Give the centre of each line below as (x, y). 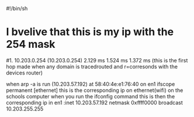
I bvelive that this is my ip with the (90, 32)
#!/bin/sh (17, 8)
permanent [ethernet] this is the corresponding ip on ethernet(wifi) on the (95, 90)
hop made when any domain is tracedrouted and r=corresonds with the (92, 66)
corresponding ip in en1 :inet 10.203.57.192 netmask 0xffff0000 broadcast (94, 102)
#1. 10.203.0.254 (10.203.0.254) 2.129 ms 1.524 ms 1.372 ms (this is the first (97, 60)
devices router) (24, 73)
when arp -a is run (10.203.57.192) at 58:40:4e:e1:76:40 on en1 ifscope (91, 84)
